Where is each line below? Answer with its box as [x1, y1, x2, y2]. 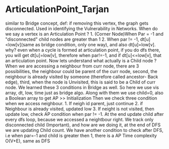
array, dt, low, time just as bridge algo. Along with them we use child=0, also [5, 90, 164, 96]
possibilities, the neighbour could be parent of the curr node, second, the [5, 68, 157, 74]
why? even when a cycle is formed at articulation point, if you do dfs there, [5, 47, 160, 53]
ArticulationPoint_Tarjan [5, 4, 109, 15]
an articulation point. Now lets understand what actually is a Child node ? [5, 57, 157, 63]
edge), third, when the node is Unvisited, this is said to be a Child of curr [5, 79, 156, 85]
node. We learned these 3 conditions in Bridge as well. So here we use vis [5, 84, 159, 90]
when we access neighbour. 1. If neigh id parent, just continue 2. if [5, 100, 143, 106]
